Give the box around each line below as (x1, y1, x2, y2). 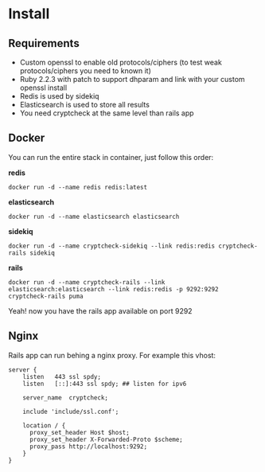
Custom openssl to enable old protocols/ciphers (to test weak (19, 57, 223, 67)
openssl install (19, 83, 68, 92)
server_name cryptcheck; (22, 393, 109, 402)
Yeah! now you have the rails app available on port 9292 (8, 306, 193, 315)
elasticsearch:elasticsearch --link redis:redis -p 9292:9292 (8, 285, 219, 293)
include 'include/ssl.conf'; (22, 408, 119, 415)
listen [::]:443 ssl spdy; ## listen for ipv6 (22, 380, 187, 388)
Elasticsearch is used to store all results (19, 100, 150, 109)
